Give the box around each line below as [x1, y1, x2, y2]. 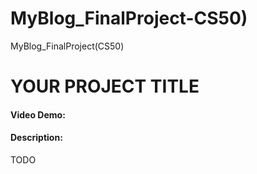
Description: [10, 132, 63, 144]
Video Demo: [10, 108, 66, 121]
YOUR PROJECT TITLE [10, 75, 200, 98]
